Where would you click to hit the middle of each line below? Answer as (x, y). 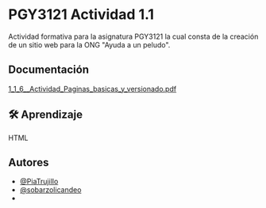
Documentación (49, 70)
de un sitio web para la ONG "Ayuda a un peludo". (89, 44)
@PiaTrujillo (39, 182)
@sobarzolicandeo (50, 190)
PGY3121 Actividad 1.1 (81, 15)
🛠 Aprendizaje (46, 115)
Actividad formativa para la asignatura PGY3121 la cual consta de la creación (133, 36)
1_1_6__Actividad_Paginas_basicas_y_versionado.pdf (93, 89)
